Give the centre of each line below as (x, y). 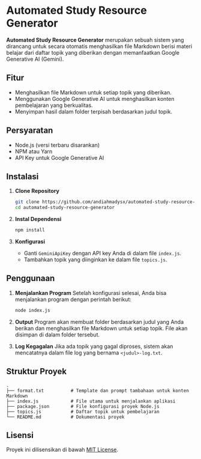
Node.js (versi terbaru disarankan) (57, 145)
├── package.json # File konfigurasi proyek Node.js (83, 406)
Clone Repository (37, 191)
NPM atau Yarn (34, 151)
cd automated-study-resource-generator (65, 208)
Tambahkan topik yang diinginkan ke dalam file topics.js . (95, 260)
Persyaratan (30, 131)
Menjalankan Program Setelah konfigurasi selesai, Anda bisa (91, 293)
